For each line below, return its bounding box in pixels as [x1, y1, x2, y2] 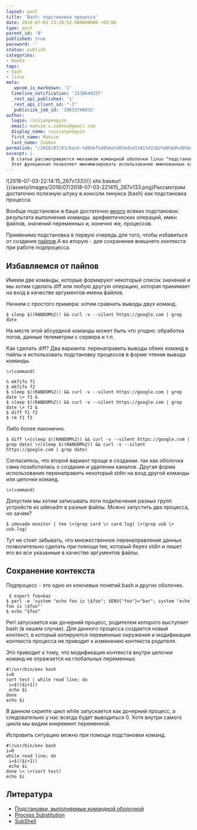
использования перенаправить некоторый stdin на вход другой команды [6, 469, 189, 476]
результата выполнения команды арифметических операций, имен [6, 214, 177, 221]
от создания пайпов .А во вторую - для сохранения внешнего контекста [6, 238, 186, 245]
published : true [6, 36, 46, 42]
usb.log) [6, 526, 28, 532]
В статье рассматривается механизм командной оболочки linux [11, 156, 164, 162]
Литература [6, 789, 53, 799]
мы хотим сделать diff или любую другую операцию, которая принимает [6, 282, 191, 289]
